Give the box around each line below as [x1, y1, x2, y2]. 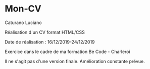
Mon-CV [5, 3, 41, 14]
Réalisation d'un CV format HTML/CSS [5, 29, 85, 35]
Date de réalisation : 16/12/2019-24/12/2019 [5, 38, 95, 45]
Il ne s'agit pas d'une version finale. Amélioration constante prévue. [5, 58, 145, 64]
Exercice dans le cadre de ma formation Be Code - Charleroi [5, 48, 130, 54]
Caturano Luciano [5, 19, 42, 25]
